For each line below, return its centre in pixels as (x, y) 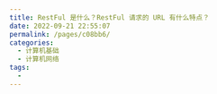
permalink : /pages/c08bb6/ (60, 34)
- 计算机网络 (39, 59)
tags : (19, 68)
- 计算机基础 (39, 51)
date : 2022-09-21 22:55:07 (60, 26)
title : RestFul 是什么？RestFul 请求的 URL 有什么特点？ (109, 17)
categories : (32, 43)
